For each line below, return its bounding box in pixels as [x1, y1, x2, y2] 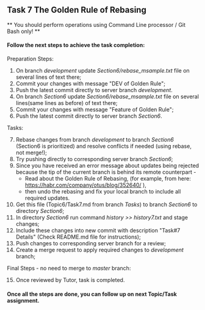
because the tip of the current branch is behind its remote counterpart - [15, 168, 196, 176]
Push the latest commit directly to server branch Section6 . [15, 112, 162, 120]
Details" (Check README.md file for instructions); [15, 233, 141, 240]
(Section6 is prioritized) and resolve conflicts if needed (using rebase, [15, 143, 192, 150]
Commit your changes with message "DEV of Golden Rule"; [15, 80, 165, 87]
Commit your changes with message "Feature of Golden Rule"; [15, 106, 174, 114]
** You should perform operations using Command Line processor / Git [7, 21, 185, 28]
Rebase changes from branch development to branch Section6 [15, 136, 174, 143]
